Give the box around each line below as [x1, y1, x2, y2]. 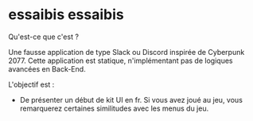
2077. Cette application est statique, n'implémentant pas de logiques [8, 56, 233, 65]
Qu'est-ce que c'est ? [8, 32, 80, 41]
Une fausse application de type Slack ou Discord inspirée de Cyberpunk [8, 47, 245, 57]
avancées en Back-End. [8, 64, 86, 73]
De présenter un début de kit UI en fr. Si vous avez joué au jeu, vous [19, 95, 243, 104]
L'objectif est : [8, 80, 55, 89]
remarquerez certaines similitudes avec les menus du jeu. [19, 103, 209, 113]
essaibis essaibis [8, 6, 125, 24]
